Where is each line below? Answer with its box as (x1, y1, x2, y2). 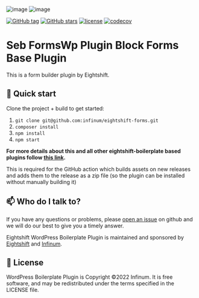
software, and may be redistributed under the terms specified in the (6, 280, 175, 287)
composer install (14, 124, 59, 130)
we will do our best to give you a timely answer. (6, 222, 124, 229)
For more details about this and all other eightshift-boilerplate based (6, 147, 181, 154)
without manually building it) (6, 178, 77, 185)
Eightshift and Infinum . (6, 240, 62, 247)
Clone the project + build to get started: (6, 104, 104, 112)
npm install (14, 130, 45, 136)
